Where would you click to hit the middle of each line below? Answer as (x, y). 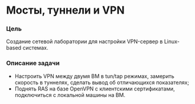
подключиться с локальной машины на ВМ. (70, 95)
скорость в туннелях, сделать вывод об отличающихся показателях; (102, 82)
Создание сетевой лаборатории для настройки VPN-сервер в (84, 41)
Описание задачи (33, 63)
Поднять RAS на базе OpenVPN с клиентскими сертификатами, (95, 89)
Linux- (172, 41)
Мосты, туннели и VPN (66, 10)
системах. (35, 48)
